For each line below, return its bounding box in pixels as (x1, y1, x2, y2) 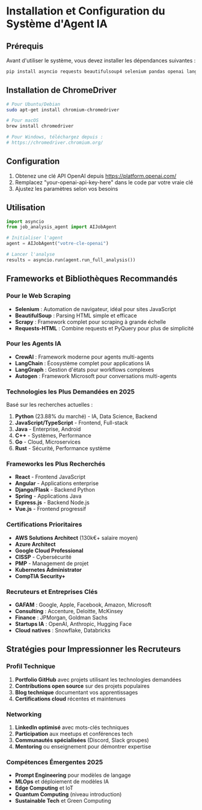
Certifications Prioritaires (6, 521, 82, 529)
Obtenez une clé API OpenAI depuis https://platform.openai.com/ (14, 172, 177, 179)
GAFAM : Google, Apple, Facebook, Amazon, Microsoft (14, 601, 151, 608)
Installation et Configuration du (6, 4, 165, 18)
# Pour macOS (6, 117, 39, 124)
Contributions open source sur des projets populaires (14, 682, 150, 690)
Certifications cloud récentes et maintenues (14, 695, 126, 702)
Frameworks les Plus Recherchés (6, 460, 106, 468)
